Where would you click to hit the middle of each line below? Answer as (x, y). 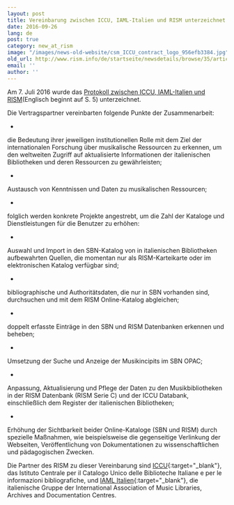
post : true (23, 40)
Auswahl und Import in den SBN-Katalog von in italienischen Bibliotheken (112, 250)
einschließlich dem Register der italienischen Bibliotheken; (91, 403)
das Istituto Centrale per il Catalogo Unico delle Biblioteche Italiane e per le (115, 473)
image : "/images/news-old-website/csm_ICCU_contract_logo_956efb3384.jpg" (118, 53)
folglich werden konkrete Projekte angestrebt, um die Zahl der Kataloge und (116, 216)
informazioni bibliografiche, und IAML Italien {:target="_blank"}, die (103, 480)
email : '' (22, 65)
